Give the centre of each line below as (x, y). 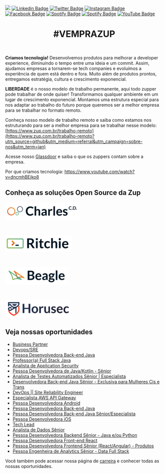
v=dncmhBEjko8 (22, 177)
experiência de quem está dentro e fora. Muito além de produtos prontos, (81, 73)
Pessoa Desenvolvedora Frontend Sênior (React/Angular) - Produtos (83, 446)
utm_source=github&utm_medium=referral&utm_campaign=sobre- (74, 141)
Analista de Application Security (45, 365)
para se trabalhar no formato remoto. (43, 110)
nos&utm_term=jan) (26, 146)
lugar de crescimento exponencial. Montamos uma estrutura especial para (82, 99)
